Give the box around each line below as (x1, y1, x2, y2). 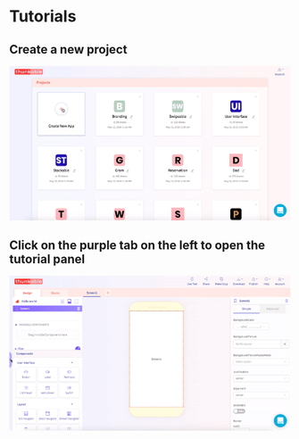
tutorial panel (9, 252, 86, 267)
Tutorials (9, 6, 77, 27)
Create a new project (9, 42, 128, 57)
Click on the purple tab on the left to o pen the (9, 237, 266, 253)
